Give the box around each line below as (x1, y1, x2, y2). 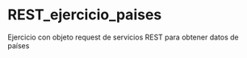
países (7, 40, 30, 50)
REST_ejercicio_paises (7, 6, 162, 24)
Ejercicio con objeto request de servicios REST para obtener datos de (7, 32, 239, 42)
